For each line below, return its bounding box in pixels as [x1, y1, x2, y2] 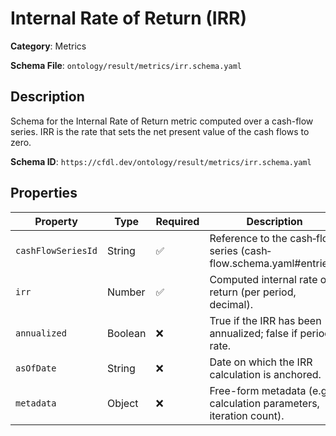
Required [155, 214, 200, 228]
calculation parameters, [209, 396, 320, 410]
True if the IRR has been [209, 313, 322, 327]
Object [106, 396, 139, 410]
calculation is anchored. [209, 367, 322, 381]
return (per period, [209, 285, 297, 299]
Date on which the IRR [209, 355, 313, 369]
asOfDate [15, 362, 57, 374]
